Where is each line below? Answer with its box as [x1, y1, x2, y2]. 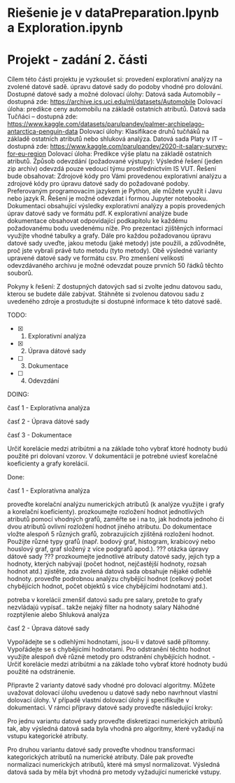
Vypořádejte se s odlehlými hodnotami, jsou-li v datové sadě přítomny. [7, 638, 211, 646]
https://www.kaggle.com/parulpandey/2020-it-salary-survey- [50, 142, 228, 151]
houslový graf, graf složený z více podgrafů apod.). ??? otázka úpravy [7, 545, 209, 553]
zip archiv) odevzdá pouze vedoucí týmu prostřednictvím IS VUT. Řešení [7, 165, 217, 173]
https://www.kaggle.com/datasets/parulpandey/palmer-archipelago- [7, 120, 205, 128]
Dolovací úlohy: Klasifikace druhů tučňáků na [79, 128, 210, 136]
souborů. [7, 268, 34, 278]
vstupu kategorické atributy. [7, 732, 89, 740]
